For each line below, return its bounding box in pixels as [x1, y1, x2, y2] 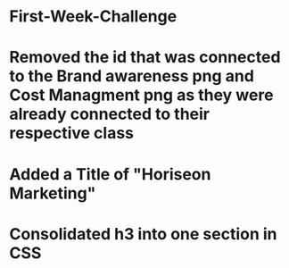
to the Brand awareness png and [9, 66, 254, 87]
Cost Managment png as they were [9, 85, 274, 105]
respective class [9, 123, 135, 144]
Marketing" [9, 183, 96, 203]
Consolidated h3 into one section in [9, 223, 277, 244]
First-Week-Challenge [9, 6, 178, 27]
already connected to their [9, 105, 211, 124]
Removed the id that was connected [9, 47, 281, 68]
